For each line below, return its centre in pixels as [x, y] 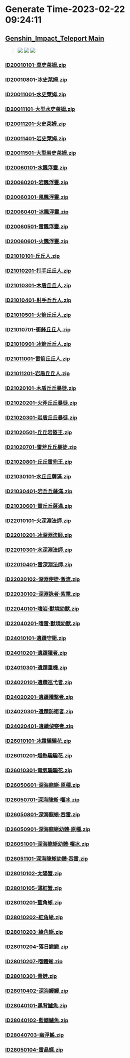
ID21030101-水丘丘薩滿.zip [38, 476]
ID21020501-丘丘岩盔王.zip [39, 432]
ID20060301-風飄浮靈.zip [37, 197]
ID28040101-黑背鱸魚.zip [36, 1005]
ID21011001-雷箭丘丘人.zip [38, 359]
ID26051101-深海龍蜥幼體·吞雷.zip [47, 859]
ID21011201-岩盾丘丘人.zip [37, 373]
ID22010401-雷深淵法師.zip [39, 565]
